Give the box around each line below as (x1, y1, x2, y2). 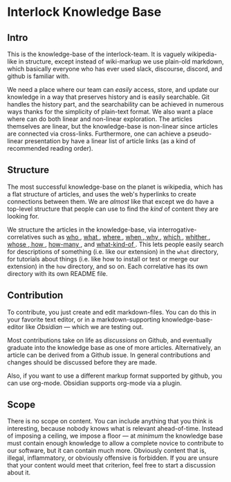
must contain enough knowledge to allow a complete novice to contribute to (7, 439, 224, 447)
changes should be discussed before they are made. (7, 358, 157, 367)
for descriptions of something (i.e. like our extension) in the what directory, (7, 247, 219, 256)
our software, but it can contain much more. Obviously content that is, (7, 447, 207, 455)
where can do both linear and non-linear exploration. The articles (7, 115, 193, 123)
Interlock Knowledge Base (7, 4, 162, 20)
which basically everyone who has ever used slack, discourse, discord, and (7, 65, 223, 73)
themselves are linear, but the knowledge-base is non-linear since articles (7, 122, 219, 130)
